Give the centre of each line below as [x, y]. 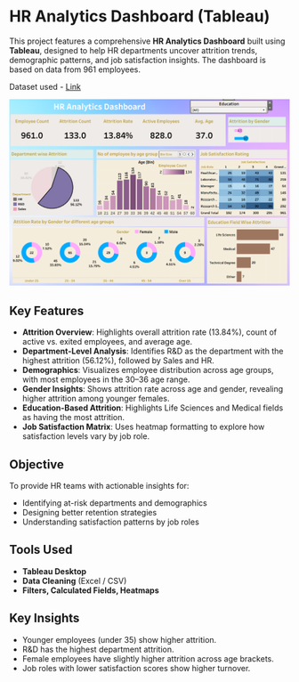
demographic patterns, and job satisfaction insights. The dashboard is [138, 60]
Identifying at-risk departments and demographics [114, 503]
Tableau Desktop [54, 571]
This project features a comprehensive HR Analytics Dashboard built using [147, 41]
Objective [37, 464]
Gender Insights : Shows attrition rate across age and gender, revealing [153, 389]
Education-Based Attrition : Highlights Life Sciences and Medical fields [153, 408]
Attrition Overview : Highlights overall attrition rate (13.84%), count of [149, 332]
